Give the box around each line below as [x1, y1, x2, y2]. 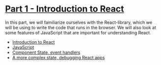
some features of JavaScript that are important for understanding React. [5, 30, 151, 35]
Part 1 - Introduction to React [5, 3, 124, 15]
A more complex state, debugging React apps [12, 54, 105, 60]
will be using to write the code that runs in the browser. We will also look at [5, 24, 156, 30]
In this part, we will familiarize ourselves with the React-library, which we [5, 19, 152, 25]
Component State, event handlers [12, 49, 80, 55]
